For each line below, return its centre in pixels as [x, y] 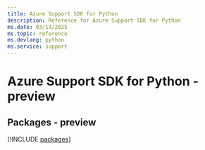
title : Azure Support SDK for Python [63, 14]
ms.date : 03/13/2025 [38, 27]
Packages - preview [52, 122]
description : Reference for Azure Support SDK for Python [94, 20]
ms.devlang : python [36, 40]
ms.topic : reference [38, 33]
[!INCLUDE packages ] [39, 139]
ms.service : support [38, 46]
